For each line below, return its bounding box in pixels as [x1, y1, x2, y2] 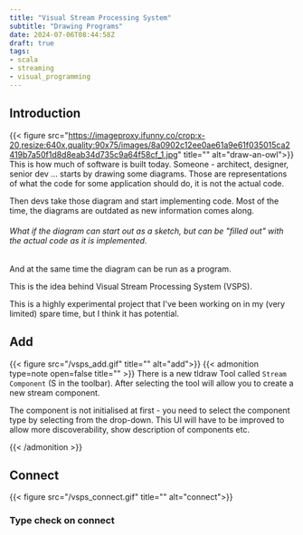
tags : [9, 47, 30, 56]
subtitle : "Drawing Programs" [9, 22, 124, 31]
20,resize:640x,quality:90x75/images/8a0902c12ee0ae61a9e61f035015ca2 [9, 139, 291, 150]
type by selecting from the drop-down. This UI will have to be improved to [9, 414, 285, 425]
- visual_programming [9, 72, 91, 81]
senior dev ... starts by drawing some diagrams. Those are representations [9, 168, 288, 179]
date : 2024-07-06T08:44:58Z [9, 30, 116, 39]
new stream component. [9, 387, 100, 398]
